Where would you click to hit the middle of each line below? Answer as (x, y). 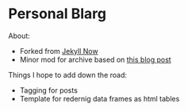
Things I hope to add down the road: (68, 75)
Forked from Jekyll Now (59, 51)
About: (19, 36)
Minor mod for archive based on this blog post (96, 59)
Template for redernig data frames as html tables (100, 98)
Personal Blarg (58, 14)
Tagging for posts (48, 90)
